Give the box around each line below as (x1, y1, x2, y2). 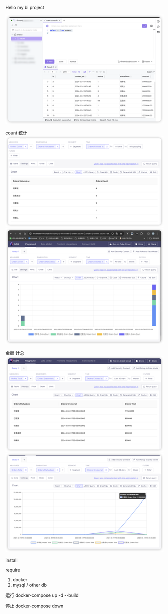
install (5, 557, 18, 563)
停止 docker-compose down (5, 603, 64, 609)
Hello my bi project (5, 5, 44, 10)
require (5, 567, 20, 573)
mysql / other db (12, 582, 47, 588)
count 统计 (5, 130, 28, 136)
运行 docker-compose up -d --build (5, 592, 79, 598)
